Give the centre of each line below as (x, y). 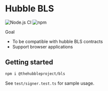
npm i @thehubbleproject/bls (35, 74)
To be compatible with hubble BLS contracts (57, 41)
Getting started (29, 62)
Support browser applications (43, 46)
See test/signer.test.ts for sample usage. (50, 83)
